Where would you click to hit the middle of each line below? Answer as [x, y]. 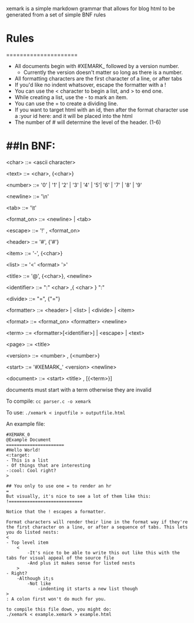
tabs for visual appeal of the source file [60, 558]
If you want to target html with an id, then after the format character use [101, 110]
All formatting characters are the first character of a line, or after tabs [98, 78]
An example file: [26, 424]
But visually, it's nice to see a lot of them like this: [78, 496]
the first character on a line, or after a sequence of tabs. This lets [97, 527]
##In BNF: [31, 146]
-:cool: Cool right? [31, 470]
